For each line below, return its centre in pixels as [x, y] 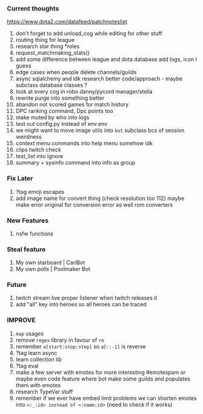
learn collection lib [39, 359]
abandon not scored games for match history [72, 105]
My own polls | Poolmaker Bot [53, 269]
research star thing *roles [48, 46]
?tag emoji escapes [40, 191]
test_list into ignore [39, 156]
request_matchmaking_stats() [53, 53]
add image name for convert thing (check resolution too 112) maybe [100, 198]
